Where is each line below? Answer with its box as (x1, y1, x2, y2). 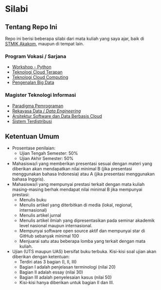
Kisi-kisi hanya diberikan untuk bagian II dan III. (19, 280, 114, 286)
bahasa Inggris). (12, 176, 45, 182)
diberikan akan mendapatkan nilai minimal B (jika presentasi (12, 166, 132, 172)
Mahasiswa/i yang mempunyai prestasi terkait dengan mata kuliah (12, 181, 145, 187)
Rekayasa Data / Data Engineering (12, 108, 81, 114)
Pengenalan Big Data (12, 79, 54, 86)
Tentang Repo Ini (5, 23, 57, 31)
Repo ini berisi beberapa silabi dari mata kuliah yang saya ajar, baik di (5, 36, 144, 41)
